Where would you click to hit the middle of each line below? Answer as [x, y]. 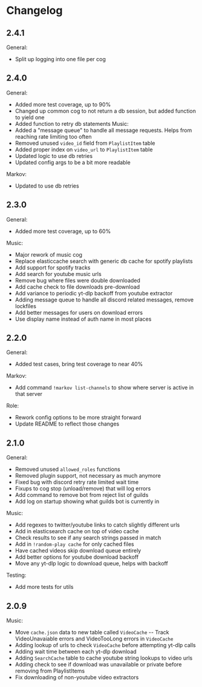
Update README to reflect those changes [67, 424]
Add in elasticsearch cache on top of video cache [77, 531]
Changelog [34, 11]
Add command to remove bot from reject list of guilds [82, 495]
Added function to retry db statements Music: [72, 123]
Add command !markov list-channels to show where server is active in [104, 387]
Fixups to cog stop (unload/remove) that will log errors [83, 488]
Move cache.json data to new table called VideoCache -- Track [92, 633]
